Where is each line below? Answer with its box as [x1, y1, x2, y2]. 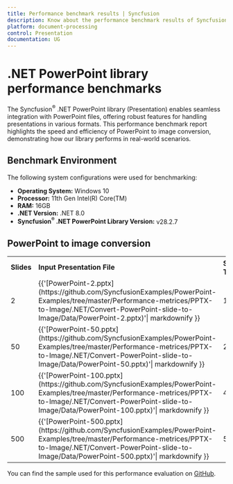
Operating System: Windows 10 [17, 186, 110, 195]
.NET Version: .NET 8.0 [17, 209, 85, 217]
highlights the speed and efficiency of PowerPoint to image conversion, [7, 127, 212, 136]
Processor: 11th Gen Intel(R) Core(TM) [17, 194, 128, 202]
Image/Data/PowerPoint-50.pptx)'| [37, 360, 154, 369]
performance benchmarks [7, 81, 162, 97]
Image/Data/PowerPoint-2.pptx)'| [37, 314, 149, 323]
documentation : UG [7, 36, 60, 43]
